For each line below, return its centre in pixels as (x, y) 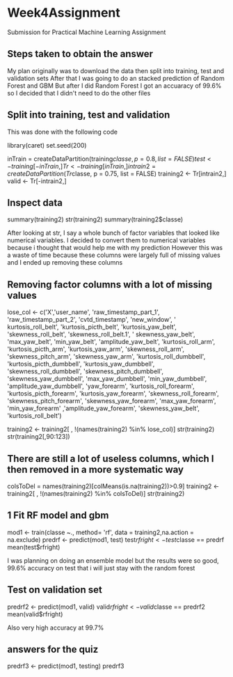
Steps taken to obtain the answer (80, 54)
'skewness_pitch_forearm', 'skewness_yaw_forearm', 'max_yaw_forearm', (112, 401)
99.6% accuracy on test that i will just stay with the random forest (101, 568)
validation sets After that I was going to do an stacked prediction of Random (116, 78)
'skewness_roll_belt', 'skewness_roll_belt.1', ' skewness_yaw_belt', (102, 334)
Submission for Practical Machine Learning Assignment (87, 32)
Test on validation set (55, 590)
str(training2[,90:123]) (39, 437)
